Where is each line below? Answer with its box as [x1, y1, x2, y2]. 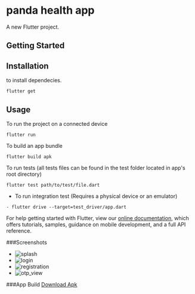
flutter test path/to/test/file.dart [6, 182, 100, 188]
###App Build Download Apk [6, 281, 78, 288]
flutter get [6, 88, 36, 94]
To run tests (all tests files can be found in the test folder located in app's [6, 164, 186, 171]
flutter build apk [6, 153, 52, 160]
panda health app [6, 4, 95, 17]
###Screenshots [6, 239, 48, 246]
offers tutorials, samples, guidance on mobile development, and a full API [6, 221, 186, 228]
